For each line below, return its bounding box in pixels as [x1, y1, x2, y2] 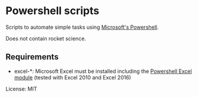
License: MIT [5, 85, 37, 92]
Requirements [5, 52, 59, 62]
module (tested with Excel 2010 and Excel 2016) [14, 73, 132, 81]
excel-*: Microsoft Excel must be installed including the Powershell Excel [14, 68, 192, 75]
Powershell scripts [5, 4, 100, 18]
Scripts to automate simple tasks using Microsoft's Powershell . [5, 24, 159, 31]
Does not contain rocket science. [5, 35, 87, 42]
